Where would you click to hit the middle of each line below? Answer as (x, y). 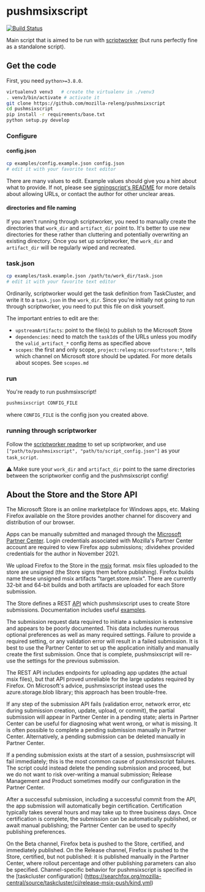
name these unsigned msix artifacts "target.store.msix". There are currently (102, 579)
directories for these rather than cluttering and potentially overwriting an (97, 234)
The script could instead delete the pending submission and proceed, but (99, 768)
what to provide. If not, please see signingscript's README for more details (101, 187)
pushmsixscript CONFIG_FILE (42, 403)
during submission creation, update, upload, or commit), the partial (91, 711)
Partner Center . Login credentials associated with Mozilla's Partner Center (100, 541)
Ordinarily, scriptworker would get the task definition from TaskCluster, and (101, 294)
